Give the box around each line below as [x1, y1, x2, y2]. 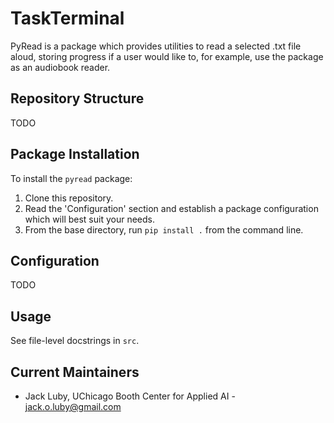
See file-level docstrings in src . [10, 335, 140, 347]
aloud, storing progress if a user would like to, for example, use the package [10, 50, 324, 62]
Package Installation [10, 146, 140, 163]
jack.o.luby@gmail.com [24, 401, 122, 412]
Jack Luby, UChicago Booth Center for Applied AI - [24, 390, 236, 402]
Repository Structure [10, 90, 145, 107]
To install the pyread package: [10, 172, 133, 184]
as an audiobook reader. [10, 61, 111, 73]
